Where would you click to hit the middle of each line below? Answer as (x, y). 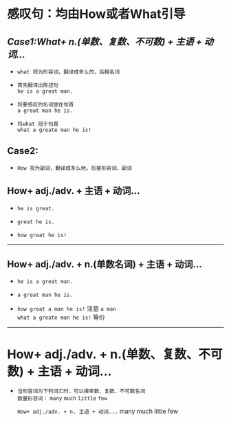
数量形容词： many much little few (62, 399)
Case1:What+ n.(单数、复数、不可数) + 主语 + (105, 42)
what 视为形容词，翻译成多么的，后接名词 (68, 72)
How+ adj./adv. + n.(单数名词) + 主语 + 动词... (104, 264)
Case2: (23, 151)
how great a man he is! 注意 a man (66, 309)
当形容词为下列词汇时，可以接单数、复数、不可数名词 (81, 391)
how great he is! (42, 235)
